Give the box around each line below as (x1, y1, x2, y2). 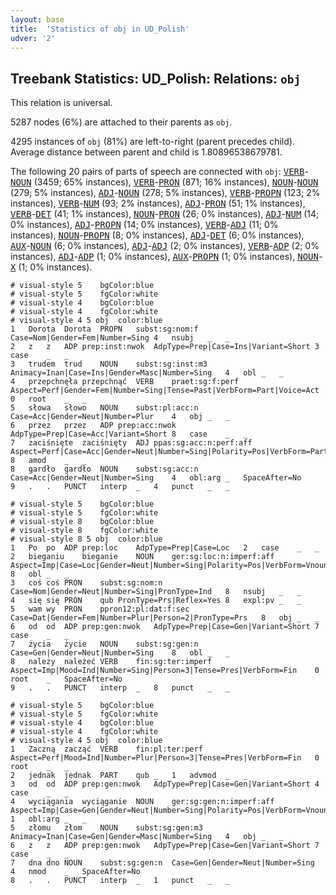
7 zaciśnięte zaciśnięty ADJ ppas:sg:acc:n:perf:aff (10, 438, 253, 448)
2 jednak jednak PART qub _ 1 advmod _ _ (10, 771, 248, 781)
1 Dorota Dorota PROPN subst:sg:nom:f (10, 324, 199, 335)
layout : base (10, 14, 65, 25)
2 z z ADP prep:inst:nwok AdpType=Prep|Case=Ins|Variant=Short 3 (10, 342, 320, 352)
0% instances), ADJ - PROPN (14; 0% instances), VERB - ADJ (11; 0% (10, 219, 279, 231)
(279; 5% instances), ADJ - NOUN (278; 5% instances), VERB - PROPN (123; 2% (10, 187, 321, 199)
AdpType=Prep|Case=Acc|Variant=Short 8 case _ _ (10, 429, 248, 440)
